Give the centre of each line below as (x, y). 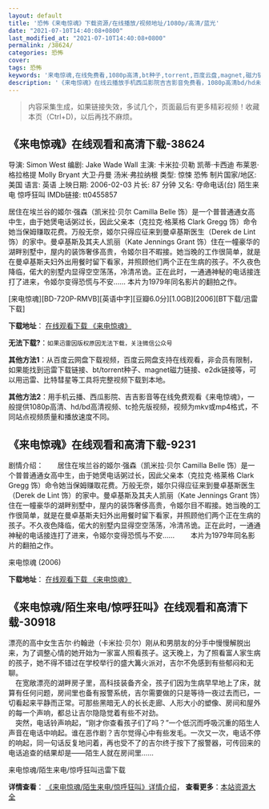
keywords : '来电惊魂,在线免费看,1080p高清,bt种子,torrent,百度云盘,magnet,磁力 (133, 75)
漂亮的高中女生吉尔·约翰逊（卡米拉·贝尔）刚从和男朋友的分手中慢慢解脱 (126, 643)
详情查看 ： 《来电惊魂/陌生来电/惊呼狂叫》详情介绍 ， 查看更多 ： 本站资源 (128, 787)
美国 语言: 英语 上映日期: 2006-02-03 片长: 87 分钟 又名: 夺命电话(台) (122, 185)
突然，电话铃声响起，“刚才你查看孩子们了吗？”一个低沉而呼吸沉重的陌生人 (137, 723)
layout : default (35, 16)
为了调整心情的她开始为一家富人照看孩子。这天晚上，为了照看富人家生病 (141, 652)
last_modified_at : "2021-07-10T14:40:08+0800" (87, 38)
